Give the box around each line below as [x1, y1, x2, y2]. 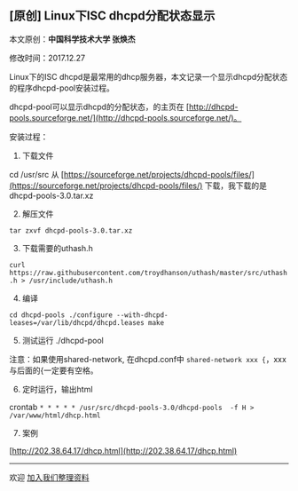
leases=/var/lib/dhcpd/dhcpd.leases [9, 318, 145, 327]
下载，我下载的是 [204, 180, 268, 191]
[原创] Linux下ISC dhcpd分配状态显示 [9, 8, 216, 24]
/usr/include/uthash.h [28, 276, 114, 285]
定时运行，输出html [21, 384, 93, 394]
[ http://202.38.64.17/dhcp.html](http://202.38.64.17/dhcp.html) [9, 445, 238, 455]
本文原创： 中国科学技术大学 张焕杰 [9, 34, 136, 44]
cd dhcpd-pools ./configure [9, 310, 114, 320]
